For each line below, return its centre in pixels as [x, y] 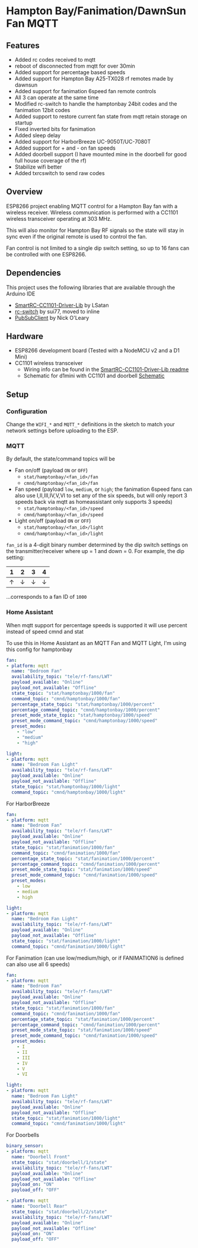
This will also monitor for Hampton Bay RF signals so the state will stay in [95, 230]
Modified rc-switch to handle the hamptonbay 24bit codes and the [96, 104]
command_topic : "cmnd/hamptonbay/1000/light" [69, 792]
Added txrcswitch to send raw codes [60, 173]
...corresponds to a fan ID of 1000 [47, 597]
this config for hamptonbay [39, 649]
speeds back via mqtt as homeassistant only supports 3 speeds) [94, 502]
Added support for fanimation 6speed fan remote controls [85, 91]
